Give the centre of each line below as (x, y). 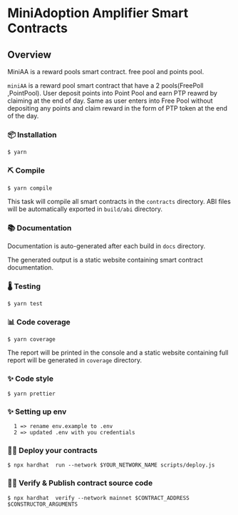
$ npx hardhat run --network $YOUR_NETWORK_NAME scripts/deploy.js (111, 465)
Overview (30, 55)
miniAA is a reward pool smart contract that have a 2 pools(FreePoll (105, 86)
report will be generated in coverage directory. (75, 360)
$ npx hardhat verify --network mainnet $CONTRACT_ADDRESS (99, 498)
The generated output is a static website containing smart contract (105, 260)
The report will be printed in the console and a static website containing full (118, 353)
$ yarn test (25, 304)
